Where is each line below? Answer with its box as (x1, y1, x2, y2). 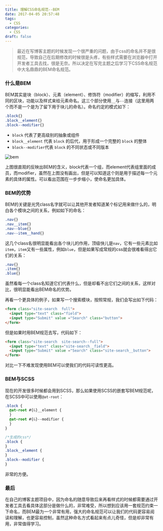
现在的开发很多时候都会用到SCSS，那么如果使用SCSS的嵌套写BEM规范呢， (5, 388, 156, 393)
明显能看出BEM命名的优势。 (17, 286, 74, 292)
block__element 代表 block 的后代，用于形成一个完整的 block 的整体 (12, 138, 147, 144)
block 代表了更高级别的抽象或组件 (12, 132, 80, 138)
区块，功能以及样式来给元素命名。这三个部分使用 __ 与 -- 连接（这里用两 (13, 98, 154, 104)
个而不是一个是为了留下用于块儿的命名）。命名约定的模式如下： (5, 104, 130, 110)
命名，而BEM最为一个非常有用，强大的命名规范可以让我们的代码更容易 (9, 509, 150, 514)
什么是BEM (5, 80, 32, 87)
